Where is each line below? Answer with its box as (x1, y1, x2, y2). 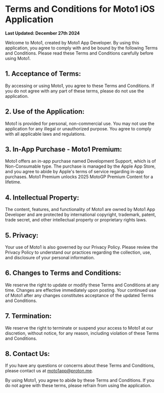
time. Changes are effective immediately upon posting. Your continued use (5, 287, 156, 293)
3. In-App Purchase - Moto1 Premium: (5, 145, 122, 153)
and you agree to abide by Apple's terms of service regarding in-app (5, 169, 144, 175)
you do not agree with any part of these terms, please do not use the (5, 88, 144, 94)
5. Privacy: (5, 231, 39, 240)
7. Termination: (5, 312, 52, 320)
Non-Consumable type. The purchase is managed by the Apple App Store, (5, 163, 156, 169)
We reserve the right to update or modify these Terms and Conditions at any (5, 282, 160, 288)
